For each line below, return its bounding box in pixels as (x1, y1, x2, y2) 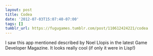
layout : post (5, 7, 32, 12)
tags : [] (5, 21, 23, 26)
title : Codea (5, 12, 32, 17)
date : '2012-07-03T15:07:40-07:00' (5, 16, 79, 21)
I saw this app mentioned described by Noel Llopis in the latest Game (5, 39, 148, 45)
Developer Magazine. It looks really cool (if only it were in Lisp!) (5, 45, 136, 51)
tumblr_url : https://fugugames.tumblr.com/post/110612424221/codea (5, 26, 149, 31)
